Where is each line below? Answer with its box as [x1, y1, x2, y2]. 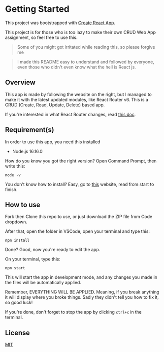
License [5, 328, 30, 337]
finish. [5, 186, 18, 192]
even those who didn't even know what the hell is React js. [17, 64, 136, 70]
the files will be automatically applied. [5, 280, 81, 286]
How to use [5, 200, 40, 209]
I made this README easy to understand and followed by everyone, [17, 59, 154, 64]
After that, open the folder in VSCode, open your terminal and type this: [5, 228, 150, 234]
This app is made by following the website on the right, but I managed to [5, 91, 152, 97]
